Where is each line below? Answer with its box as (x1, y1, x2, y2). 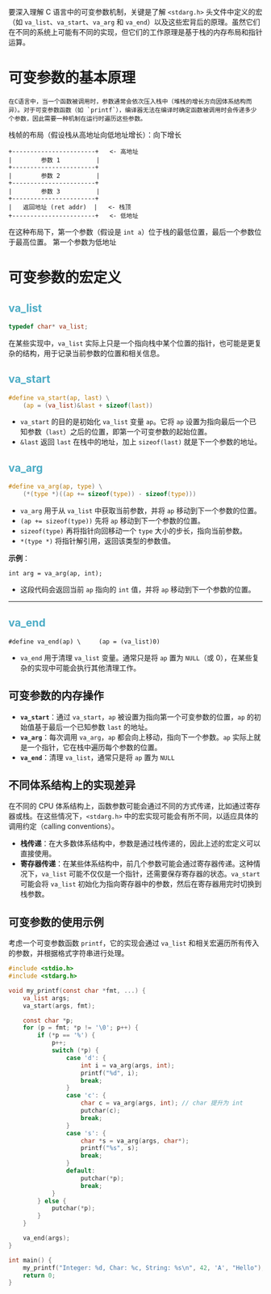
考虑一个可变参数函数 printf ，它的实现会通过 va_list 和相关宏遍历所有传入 (8, 938, 260, 948)
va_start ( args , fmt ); (23, 1002, 95, 1010)
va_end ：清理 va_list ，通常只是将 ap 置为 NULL (19, 752, 175, 762)
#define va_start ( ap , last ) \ (8, 393, 110, 402)
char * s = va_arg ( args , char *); (80, 1136, 190, 1145)
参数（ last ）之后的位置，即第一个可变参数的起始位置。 (27, 427, 212, 437)
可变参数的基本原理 (8, 69, 136, 87)
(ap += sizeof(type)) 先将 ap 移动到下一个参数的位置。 (19, 515, 206, 525)
